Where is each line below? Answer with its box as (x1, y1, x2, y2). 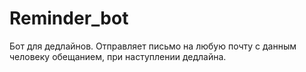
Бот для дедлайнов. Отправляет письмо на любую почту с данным (9, 40, 297, 52)
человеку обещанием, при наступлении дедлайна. (9, 50, 227, 62)
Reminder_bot (9, 7, 129, 30)
